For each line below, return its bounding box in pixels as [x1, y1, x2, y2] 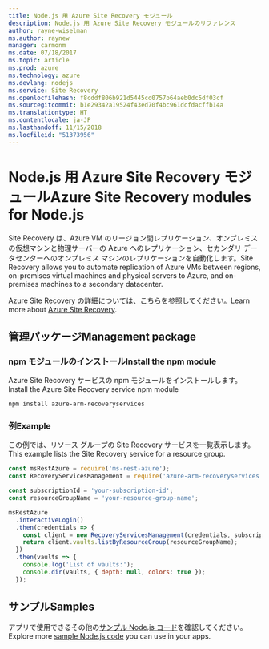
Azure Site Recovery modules [50, 187, 252, 206]
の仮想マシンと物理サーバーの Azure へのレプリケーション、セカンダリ [8, 243, 242, 252]
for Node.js [8, 205, 85, 224]
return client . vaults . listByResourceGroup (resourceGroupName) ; [22, 538, 239, 546]
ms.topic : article [8, 57, 70, 65]
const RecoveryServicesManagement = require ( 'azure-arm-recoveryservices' [8, 472, 263, 481]
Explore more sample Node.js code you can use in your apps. [8, 631, 211, 641]
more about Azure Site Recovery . [8, 304, 118, 314]
